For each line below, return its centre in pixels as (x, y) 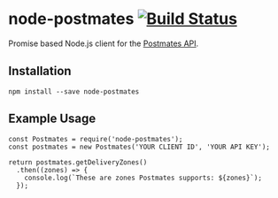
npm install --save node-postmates (74, 91)
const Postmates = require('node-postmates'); (96, 139)
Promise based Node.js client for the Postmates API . (104, 43)
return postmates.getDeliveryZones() (78, 162)
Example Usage (52, 119)
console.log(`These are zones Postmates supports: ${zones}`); (143, 178)
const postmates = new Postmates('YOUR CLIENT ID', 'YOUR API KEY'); (139, 147)
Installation (40, 71)
